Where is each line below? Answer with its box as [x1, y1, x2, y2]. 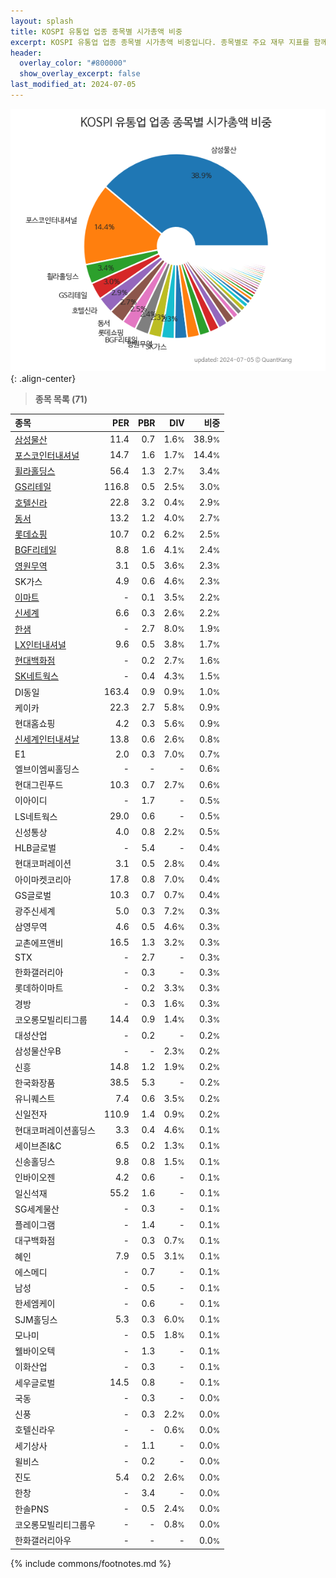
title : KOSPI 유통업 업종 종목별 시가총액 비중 [10, 26, 183, 37]
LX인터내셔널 [14, 638, 67, 650]
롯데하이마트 [14, 982, 64, 994]
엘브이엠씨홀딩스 [14, 763, 80, 775]
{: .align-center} [10, 372, 77, 384]
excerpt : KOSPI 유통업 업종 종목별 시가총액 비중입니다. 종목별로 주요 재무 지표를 [10, 37, 310, 47]
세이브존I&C [14, 1140, 62, 1152]
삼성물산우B [14, 1045, 62, 1057]
